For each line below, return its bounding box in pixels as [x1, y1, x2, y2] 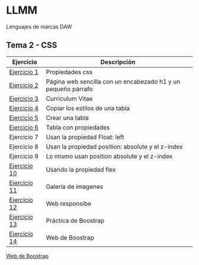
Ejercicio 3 [9, 94, 38, 102]
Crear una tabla [46, 114, 89, 122]
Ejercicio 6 [9, 123, 38, 131]
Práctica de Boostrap [46, 216, 105, 225]
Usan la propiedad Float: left [46, 132, 124, 141]
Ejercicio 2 [9, 81, 38, 89]
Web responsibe [46, 199, 92, 208]
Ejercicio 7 [9, 132, 38, 141]
